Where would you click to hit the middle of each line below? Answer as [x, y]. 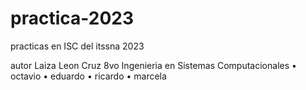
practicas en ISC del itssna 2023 [77, 46]
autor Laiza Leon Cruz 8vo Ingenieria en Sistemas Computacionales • [153, 65]
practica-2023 [72, 18]
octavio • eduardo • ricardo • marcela [88, 76]
